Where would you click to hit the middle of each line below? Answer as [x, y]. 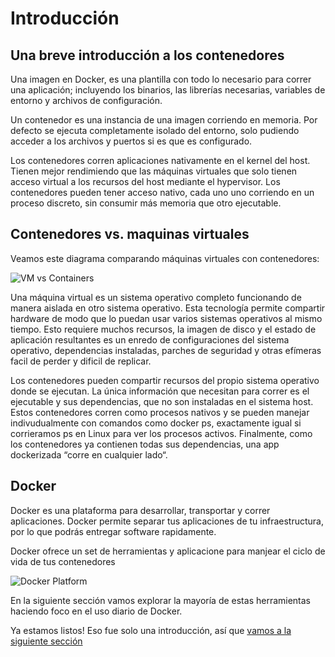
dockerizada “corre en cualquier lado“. [89, 454]
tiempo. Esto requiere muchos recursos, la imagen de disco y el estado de [163, 329]
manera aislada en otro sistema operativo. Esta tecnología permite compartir [168, 308]
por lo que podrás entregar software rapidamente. [113, 531]
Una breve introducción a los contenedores [147, 55]
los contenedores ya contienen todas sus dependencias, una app [145, 444]
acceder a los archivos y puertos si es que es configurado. [131, 141]
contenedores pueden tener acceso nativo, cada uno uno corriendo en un [162, 192]
